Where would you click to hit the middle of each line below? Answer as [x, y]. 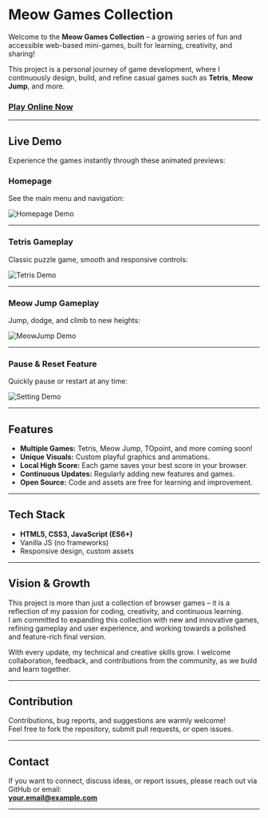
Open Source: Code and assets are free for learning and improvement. [136, 482]
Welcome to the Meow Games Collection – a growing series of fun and [125, 37]
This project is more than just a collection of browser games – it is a [119, 603]
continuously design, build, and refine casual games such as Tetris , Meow [131, 77]
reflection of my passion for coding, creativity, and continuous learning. [126, 611]
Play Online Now [41, 107]
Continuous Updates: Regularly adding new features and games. [127, 474]
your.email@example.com [53, 798]
